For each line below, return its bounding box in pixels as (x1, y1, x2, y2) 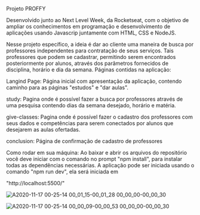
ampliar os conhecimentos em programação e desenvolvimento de (6, 23, 171, 30)
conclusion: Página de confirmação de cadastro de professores (6, 138, 163, 145)
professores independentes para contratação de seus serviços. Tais (6, 47, 174, 54)
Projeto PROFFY (6, 5, 46, 12)
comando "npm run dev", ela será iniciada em (6, 168, 118, 175)
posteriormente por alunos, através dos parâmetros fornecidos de (6, 60, 169, 67)
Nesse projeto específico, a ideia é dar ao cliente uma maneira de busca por (6, 41, 194, 48)
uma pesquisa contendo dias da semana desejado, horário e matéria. (6, 102, 176, 109)
